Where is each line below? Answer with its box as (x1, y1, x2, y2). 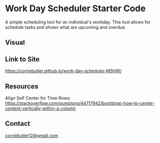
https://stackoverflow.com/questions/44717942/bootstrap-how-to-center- (5, 100, 155, 106)
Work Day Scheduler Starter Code (5, 3, 146, 14)
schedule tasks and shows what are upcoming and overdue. (5, 24, 126, 30)
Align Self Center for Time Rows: (5, 95, 71, 101)
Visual (5, 39, 25, 47)
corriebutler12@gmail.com (5, 132, 59, 138)
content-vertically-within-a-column (5, 105, 76, 111)
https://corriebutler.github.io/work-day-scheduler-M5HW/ (5, 68, 122, 74)
